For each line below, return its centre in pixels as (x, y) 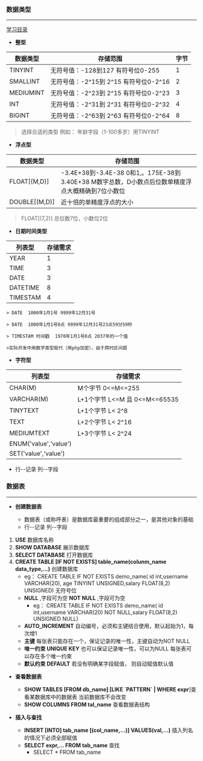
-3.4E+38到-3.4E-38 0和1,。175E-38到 (121, 173)
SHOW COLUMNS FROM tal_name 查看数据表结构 (87, 704)
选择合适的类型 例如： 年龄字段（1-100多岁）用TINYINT (90, 132)
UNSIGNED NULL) (56, 618)
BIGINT (20, 115)
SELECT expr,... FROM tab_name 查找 (72, 745)
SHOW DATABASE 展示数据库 (52, 547)
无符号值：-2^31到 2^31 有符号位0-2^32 (110, 105)
